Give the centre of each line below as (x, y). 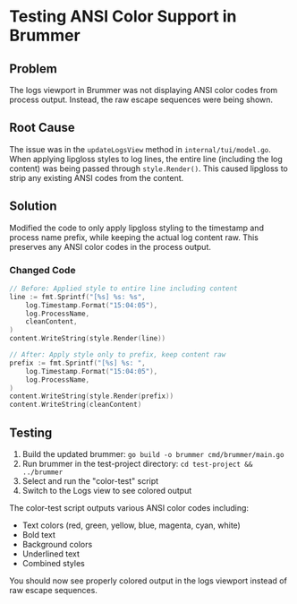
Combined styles (53, 563)
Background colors (57, 544)
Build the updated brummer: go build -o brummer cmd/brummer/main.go (153, 453)
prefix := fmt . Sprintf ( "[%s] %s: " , (77, 363)
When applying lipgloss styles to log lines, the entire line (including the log (146, 159)
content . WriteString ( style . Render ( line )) (88, 339)
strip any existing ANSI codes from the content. (97, 177)
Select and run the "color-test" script (90, 480)
